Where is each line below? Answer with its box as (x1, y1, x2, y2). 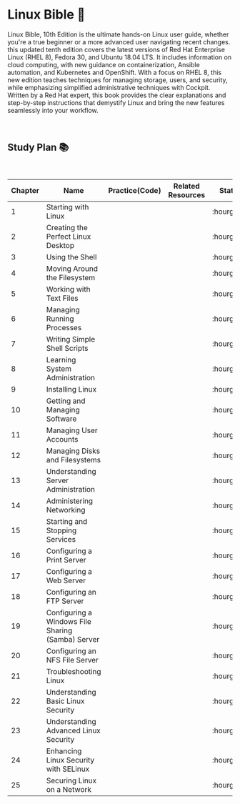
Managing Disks (46, 446, 101, 456)
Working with (46, 284, 91, 294)
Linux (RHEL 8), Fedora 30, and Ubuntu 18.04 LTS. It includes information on (7, 53, 232, 61)
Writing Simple (46, 334, 96, 344)
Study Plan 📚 (7, 142, 69, 154)
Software (46, 414, 77, 424)
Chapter (11, 185, 39, 195)
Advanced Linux (46, 725, 101, 735)
